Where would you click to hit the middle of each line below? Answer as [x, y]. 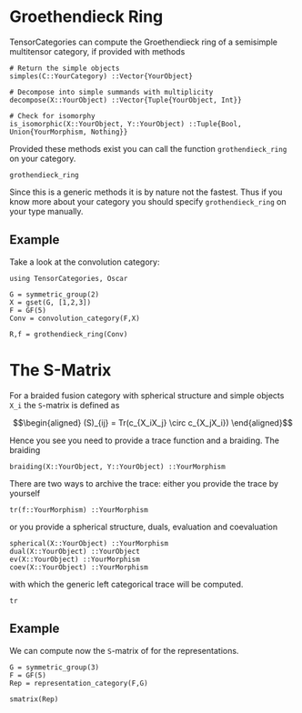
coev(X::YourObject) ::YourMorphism [79, 567]
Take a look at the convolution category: [85, 262]
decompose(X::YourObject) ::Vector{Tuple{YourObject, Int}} [126, 100]
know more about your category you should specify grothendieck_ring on [148, 201]
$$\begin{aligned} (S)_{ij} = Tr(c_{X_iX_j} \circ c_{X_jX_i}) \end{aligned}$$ [153, 422]
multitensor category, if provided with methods [97, 51]
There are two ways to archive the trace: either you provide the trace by [144, 483]
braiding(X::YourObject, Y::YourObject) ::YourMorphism [117, 467]
